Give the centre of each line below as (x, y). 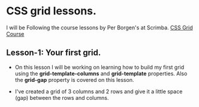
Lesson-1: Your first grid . (54, 53)
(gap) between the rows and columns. (62, 97)
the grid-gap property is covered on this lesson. (74, 80)
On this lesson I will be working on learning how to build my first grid (99, 67)
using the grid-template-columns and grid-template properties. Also (101, 74)
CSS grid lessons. (52, 11)
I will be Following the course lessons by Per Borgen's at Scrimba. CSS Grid (99, 27)
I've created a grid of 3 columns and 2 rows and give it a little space (99, 91)
